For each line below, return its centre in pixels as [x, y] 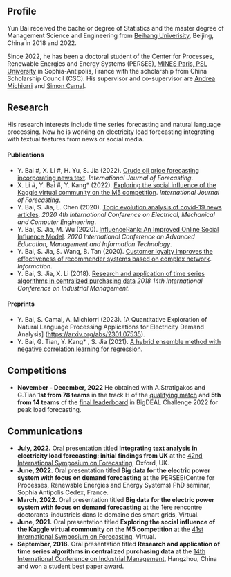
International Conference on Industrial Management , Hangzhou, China [117, 558]
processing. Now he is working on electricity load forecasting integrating [111, 132]
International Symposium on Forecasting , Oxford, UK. [93, 463]
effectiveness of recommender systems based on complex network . [114, 259]
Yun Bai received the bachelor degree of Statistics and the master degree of [116, 28]
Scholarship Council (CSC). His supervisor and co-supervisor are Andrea [111, 78]
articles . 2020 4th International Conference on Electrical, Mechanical [116, 214]
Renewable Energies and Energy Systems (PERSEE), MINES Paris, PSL [107, 63]
